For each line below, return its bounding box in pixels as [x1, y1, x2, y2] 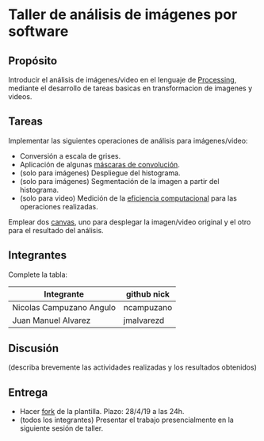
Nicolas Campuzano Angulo [12, 301, 117, 313]
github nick [125, 288, 170, 299]
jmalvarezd [123, 315, 165, 326]
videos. [8, 92, 33, 101]
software [8, 22, 69, 40]
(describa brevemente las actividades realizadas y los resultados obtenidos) [8, 362, 258, 372]
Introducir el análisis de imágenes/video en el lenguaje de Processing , [8, 75, 237, 84]
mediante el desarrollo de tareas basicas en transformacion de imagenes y [8, 83, 253, 93]
